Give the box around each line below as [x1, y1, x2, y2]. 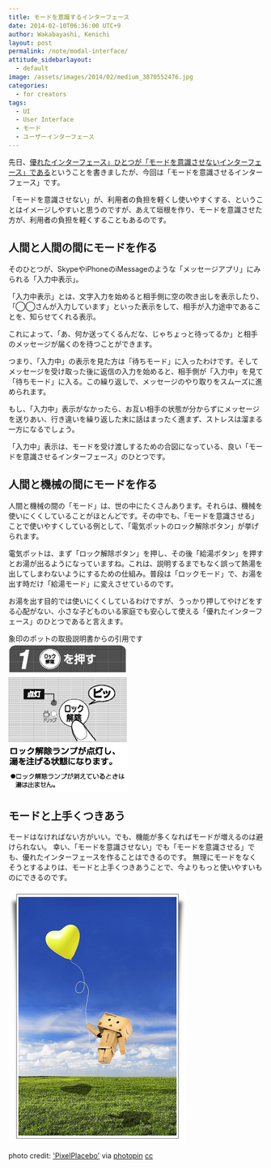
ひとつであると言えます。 [43, 616, 128, 626]
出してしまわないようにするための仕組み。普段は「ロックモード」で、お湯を [8, 569, 263, 578]
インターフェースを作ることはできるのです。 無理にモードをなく [43, 852, 257, 862]
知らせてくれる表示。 [29, 311, 101, 321]
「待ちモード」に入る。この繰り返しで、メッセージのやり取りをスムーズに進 [8, 376, 263, 386]
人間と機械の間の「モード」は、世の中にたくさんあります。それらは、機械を [8, 500, 263, 510]
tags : [8, 98, 27, 107]
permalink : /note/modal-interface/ [8, 47, 129, 56]
